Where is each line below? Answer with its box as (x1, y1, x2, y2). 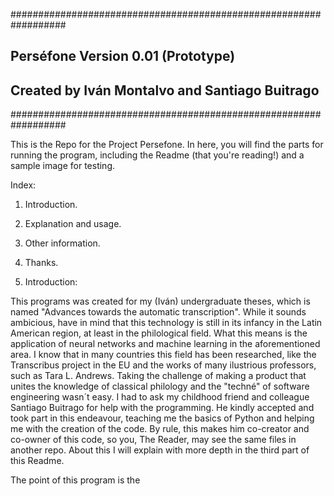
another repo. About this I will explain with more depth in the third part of (10, 444, 310, 456)
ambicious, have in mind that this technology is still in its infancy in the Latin (10, 317, 323, 329)
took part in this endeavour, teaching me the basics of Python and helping (10, 412, 315, 424)
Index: (10, 179, 37, 191)
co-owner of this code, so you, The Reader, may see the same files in (10, 434, 297, 446)
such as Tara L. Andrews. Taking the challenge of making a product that (10, 370, 307, 382)
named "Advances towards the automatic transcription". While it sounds (10, 306, 307, 318)
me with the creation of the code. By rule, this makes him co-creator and (10, 423, 310, 435)
